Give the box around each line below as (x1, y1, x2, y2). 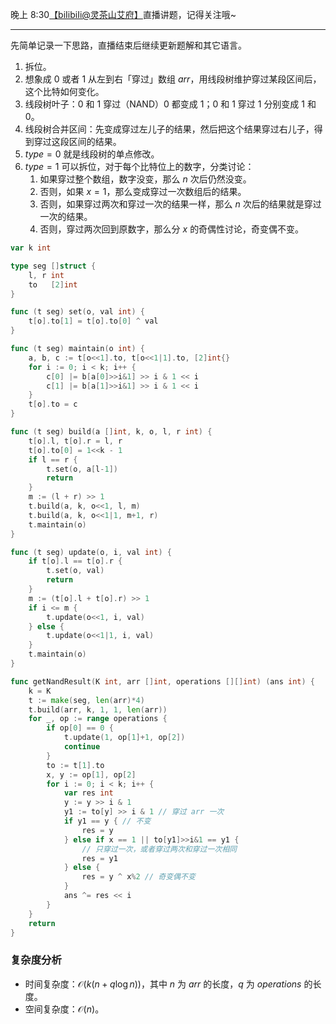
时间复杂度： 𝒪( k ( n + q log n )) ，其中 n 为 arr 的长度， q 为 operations (24, 978, 302, 990)
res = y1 (81, 853, 118, 863)
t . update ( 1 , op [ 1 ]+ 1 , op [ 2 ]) (63, 733, 186, 743)
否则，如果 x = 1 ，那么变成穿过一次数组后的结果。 (39, 186, 247, 197)
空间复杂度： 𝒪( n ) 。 (24, 1003, 105, 1015)
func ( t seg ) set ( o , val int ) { (10, 307, 145, 317)
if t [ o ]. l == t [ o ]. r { (28, 556, 123, 567)
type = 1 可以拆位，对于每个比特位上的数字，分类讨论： (24, 161, 255, 172)
